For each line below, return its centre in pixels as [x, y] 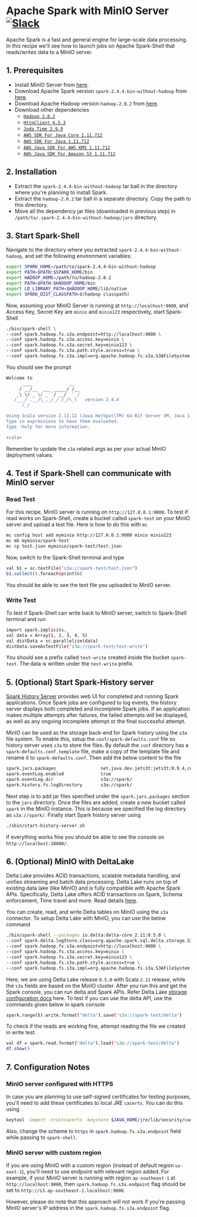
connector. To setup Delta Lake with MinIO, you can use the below [86, 918]
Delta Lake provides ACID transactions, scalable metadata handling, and [93, 876]
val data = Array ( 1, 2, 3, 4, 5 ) [47, 635]
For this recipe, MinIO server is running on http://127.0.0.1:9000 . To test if [97, 512]
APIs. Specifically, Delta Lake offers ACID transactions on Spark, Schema [94, 894]
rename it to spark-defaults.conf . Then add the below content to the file [94, 758]
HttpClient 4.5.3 [45, 123]
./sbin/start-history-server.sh [45, 826]
